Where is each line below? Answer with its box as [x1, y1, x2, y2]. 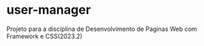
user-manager [6, 2, 91, 18]
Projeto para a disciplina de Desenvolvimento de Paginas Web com [6, 25, 198, 33]
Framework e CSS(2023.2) [6, 32, 83, 40]
